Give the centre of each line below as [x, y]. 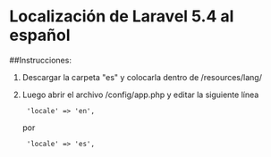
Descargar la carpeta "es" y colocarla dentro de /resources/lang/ [142, 77]
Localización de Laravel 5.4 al [122, 17]
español [40, 35]
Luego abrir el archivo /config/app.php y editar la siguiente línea [140, 95]
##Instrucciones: [40, 60]
